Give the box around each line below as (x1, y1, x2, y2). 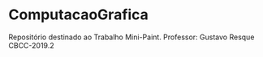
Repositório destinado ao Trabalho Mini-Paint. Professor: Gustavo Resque (8, 32, 255, 42)
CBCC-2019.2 (8, 40, 54, 50)
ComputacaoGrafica (8, 6, 149, 24)
